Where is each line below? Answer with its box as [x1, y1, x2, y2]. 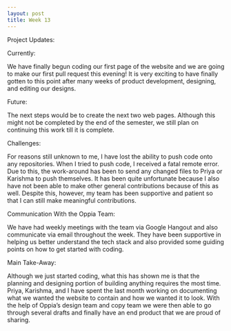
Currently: [7, 49, 36, 57]
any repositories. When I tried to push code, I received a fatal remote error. [7, 159, 219, 168]
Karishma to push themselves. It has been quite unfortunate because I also [7, 174, 220, 183]
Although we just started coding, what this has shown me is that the [7, 272, 200, 280]
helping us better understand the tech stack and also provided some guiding [7, 237, 224, 245]
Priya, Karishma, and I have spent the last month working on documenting [7, 286, 217, 294]
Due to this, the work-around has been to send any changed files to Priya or [7, 167, 223, 175]
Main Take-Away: [7, 258, 57, 266]
